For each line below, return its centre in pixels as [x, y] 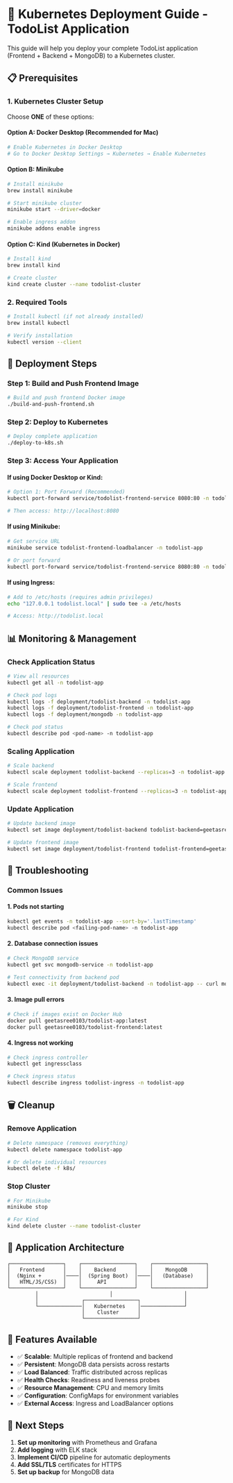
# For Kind [23, 1220]
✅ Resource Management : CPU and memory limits [90, 1387]
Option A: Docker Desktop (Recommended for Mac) [83, 133]
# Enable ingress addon [42, 222]
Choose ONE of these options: [51, 117]
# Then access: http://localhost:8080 [63, 511]
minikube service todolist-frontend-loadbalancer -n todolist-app [105, 548]
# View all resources [38, 676]
